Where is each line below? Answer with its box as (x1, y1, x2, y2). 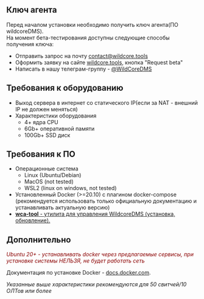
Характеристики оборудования (15, 112, 97, 119)
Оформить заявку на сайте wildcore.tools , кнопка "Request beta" (15, 58, 183, 66)
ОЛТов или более (6, 287, 52, 295)
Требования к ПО (6, 149, 76, 160)
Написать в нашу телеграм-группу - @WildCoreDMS (15, 65, 152, 72)
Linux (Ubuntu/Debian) (24, 172, 82, 179)
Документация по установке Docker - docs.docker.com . (6, 269, 151, 276)
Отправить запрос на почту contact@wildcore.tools (15, 52, 148, 60)
